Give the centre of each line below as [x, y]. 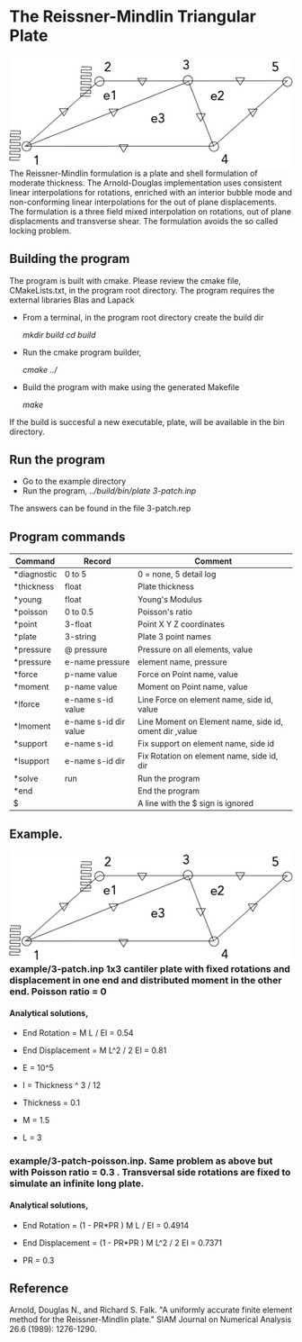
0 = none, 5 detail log [177, 575]
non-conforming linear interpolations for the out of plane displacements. [143, 202]
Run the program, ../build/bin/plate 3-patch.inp [109, 491]
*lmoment [32, 726]
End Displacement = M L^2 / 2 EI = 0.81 [94, 1050]
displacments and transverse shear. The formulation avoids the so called [144, 221]
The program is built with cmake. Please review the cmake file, [125, 280]
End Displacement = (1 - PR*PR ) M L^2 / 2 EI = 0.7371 [122, 1242]
